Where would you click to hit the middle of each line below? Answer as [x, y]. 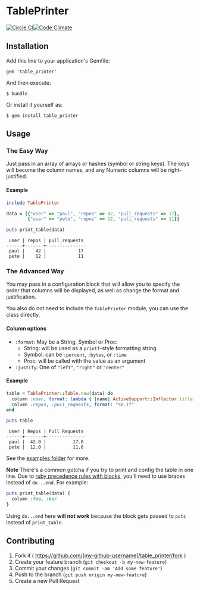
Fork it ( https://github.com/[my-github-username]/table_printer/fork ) [100, 555]
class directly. [23, 315]
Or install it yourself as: [34, 104]
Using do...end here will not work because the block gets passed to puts [96, 516]
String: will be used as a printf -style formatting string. [91, 348]
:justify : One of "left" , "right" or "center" [70, 367]
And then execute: [29, 82]
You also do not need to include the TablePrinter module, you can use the [97, 308]
